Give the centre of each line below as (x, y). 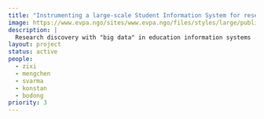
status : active (33, 52)
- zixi (26, 67)
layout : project (35, 45)
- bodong (29, 96)
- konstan (31, 88)
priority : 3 (27, 103)
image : (19, 23)
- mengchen (33, 74)
